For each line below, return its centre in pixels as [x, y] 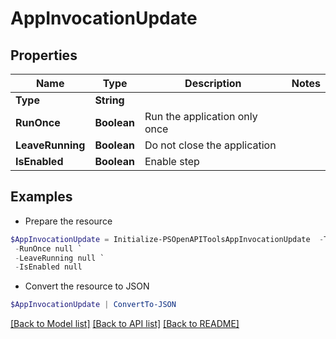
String [109, 100]
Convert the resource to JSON [87, 286]
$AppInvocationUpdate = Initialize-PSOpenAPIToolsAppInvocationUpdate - [167, 239]
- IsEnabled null [48, 267]
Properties [44, 55]
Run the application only [201, 116]
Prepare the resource [68, 221]
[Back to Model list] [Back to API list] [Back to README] [125, 324]
